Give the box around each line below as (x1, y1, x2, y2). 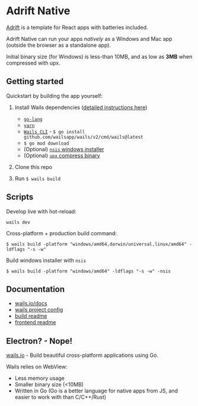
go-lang (23, 116, 43, 122)
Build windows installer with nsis (6, 257, 87, 264)
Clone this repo (14, 163, 52, 170)
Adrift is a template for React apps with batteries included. (6, 24, 148, 31)
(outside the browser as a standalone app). (6, 41, 111, 49)
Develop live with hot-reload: (6, 207, 77, 215)
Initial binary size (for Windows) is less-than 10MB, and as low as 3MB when (6, 53, 193, 60)
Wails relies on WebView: (6, 363, 68, 370)
